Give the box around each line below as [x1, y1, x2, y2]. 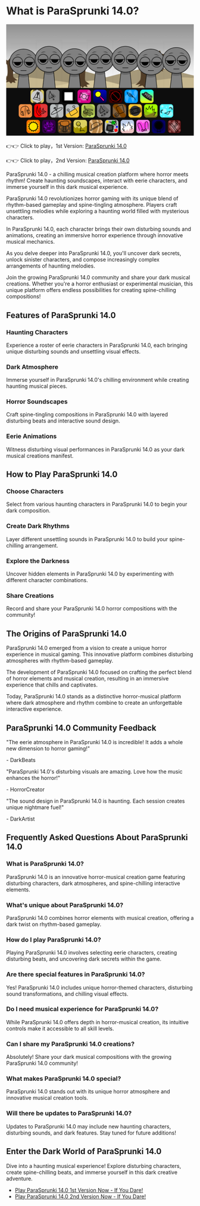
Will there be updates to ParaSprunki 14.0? [6, 1109, 132, 1118]
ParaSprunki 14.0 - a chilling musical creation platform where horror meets [6, 171, 189, 178]
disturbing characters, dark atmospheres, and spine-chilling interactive [6, 879, 180, 887]
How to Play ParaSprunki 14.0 [6, 470, 118, 480]
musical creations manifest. [6, 452, 74, 459]
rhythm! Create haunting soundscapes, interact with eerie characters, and [6, 177, 187, 184]
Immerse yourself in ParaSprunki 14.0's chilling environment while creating [6, 377, 189, 384]
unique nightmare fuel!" [6, 803, 64, 811]
